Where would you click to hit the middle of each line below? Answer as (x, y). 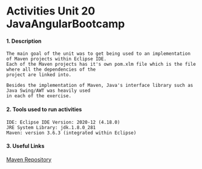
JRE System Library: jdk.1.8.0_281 (51, 127)
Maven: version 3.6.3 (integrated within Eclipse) (71, 133)
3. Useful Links (25, 146)
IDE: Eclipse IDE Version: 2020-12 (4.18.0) (63, 122)
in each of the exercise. (39, 96)
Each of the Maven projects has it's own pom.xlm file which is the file (101, 65)
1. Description (24, 41)
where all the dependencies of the (51, 70)
